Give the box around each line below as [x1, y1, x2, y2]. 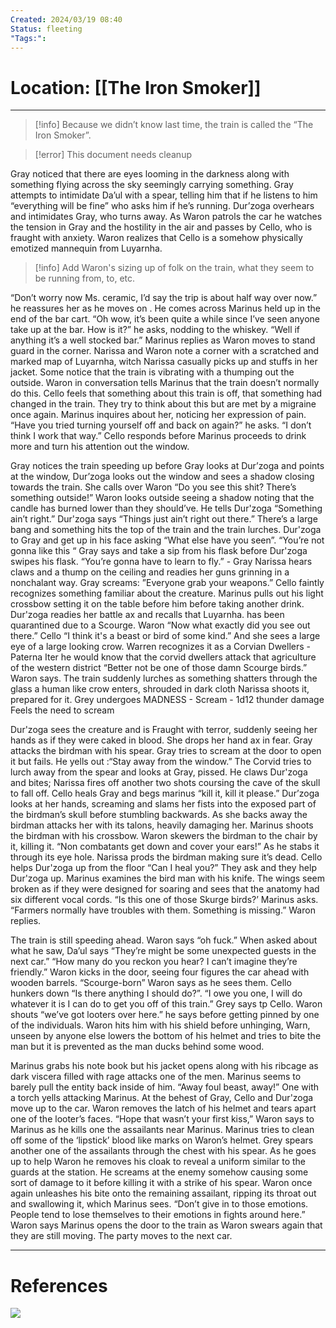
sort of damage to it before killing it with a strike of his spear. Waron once [10, 1177, 313, 1189]
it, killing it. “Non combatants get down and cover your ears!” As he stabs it [10, 841, 320, 853]
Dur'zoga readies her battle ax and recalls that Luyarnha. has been [10, 609, 285, 621]
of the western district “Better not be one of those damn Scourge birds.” [10, 662, 308, 674]
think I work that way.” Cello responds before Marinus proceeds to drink [10, 430, 307, 442]
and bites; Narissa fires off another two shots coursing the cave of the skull [10, 777, 321, 789]
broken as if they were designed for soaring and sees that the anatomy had [10, 883, 320, 895]
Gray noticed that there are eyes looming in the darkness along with [10, 168, 290, 180]
